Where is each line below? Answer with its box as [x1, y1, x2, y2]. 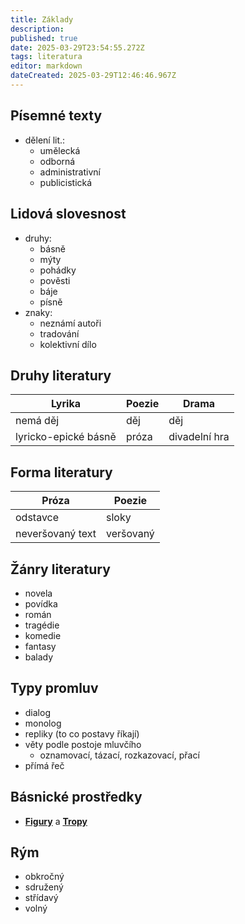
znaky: [24, 306, 53, 318]
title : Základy [10, 14, 74, 25]
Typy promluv [10, 680, 99, 697]
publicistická [39, 176, 93, 188]
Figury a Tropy [24, 815, 88, 827]
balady [24, 651, 54, 663]
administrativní [39, 166, 101, 178]
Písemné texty [10, 107, 103, 125]
